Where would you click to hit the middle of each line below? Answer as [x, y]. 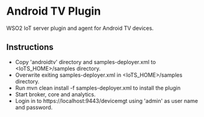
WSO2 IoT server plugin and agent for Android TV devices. [80, 28]
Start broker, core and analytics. [55, 94]
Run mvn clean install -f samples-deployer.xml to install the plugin [98, 88]
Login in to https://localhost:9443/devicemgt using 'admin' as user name [107, 101]
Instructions [30, 47]
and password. [34, 107]
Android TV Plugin [54, 11]
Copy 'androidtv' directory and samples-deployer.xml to [86, 62]
